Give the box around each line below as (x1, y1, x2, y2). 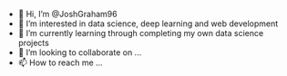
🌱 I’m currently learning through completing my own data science (17, 28, 264, 38)
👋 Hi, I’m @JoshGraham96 (17, 9, 118, 19)
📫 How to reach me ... (17, 57, 103, 68)
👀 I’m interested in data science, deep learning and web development (17, 18, 279, 29)
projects (17, 37, 50, 48)
